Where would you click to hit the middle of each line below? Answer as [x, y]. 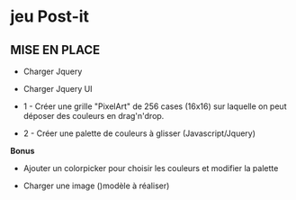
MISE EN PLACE [55, 50]
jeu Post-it [49, 17]
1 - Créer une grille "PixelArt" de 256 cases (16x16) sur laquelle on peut [155, 106]
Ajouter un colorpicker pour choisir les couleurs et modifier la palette [151, 168]
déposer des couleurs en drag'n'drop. [94, 116]
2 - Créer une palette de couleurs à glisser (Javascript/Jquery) [139, 133]
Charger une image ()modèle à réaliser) [96, 186]
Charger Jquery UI [58, 89]
